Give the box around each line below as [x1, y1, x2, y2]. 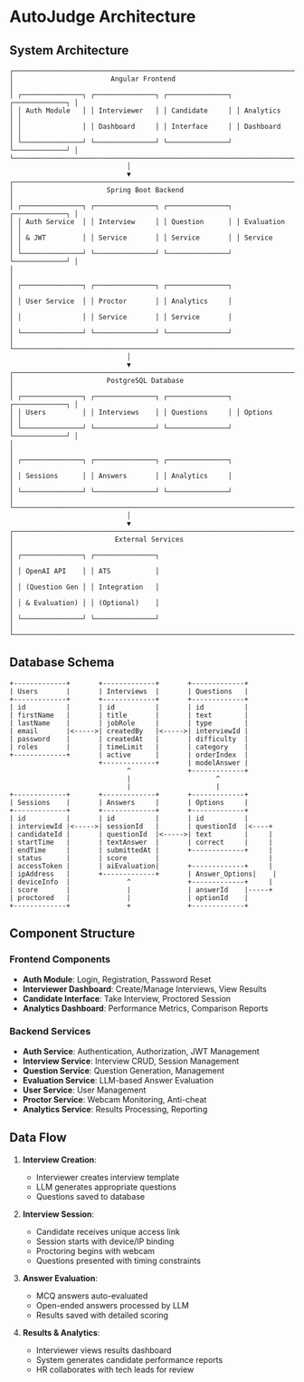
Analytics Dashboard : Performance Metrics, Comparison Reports [22, 1003, 269, 1014]
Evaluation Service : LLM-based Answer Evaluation [22, 1074, 214, 1085]
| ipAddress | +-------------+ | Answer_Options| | [9, 869, 278, 878]
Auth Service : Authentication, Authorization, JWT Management [22, 1045, 260, 1056]
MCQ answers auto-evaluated [35, 1290, 148, 1301]
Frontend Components [9, 953, 111, 965]
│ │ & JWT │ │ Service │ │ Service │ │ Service [9, 233, 273, 242]
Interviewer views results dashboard [35, 1345, 172, 1356]
